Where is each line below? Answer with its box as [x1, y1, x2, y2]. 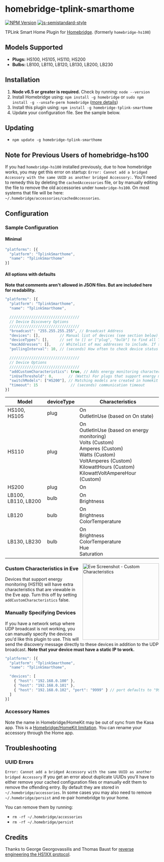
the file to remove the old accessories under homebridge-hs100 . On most [5, 185, 150, 191]
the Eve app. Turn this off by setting [5, 592, 77, 598]
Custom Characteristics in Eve [5, 565, 79, 572]
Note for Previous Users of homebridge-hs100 [5, 151, 149, 159]
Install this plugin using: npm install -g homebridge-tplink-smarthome [12, 104, 153, 110]
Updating [5, 123, 34, 132]
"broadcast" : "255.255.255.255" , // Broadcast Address [9, 328, 123, 334]
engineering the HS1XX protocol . [5, 851, 71, 858]
